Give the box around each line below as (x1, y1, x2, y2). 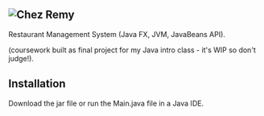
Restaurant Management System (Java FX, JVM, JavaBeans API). (8, 29, 225, 39)
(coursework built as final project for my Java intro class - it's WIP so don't (8, 45, 256, 55)
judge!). (8, 53, 35, 63)
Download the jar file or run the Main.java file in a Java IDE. (8, 98, 204, 108)
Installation (8, 77, 66, 91)
